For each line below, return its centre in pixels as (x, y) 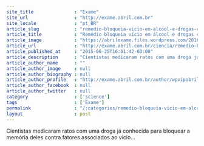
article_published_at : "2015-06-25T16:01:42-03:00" (80, 52)
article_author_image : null (49, 68)
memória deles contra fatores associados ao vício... (71, 137)
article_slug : (42, 29)
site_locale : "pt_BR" (53, 23)
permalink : (42, 108)
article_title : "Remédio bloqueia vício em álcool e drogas (100, 35)
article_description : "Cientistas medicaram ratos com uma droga (99, 57)
